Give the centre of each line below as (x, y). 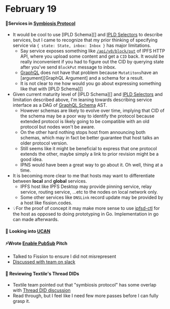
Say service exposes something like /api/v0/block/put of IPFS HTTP (93, 51)
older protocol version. (44, 143)
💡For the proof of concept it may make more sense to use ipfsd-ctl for (86, 208)
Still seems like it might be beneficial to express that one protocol (89, 149)
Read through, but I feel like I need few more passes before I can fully (86, 296)
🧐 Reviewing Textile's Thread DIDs (42, 273)
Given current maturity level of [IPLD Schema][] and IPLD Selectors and (88, 94)
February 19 (31, 9)
